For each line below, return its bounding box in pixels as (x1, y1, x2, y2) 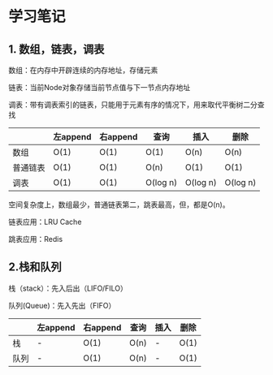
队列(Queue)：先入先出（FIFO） (8, 300, 116, 310)
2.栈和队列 (8, 261, 63, 274)
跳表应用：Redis (8, 235, 63, 244)
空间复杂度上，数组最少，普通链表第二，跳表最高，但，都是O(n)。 (8, 200, 230, 209)
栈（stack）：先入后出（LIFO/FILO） (8, 283, 128, 293)
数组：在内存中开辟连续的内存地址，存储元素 (8, 66, 158, 75)
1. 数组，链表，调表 (8, 42, 105, 56)
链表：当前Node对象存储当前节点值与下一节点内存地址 (8, 83, 191, 92)
